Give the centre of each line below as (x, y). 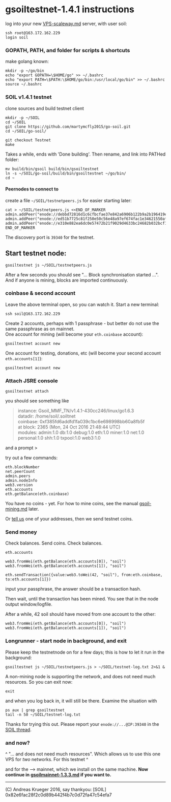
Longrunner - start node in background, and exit (66, 641)
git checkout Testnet (28, 140)
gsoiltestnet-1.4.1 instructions (70, 9)
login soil (17, 37)
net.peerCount (20, 472)
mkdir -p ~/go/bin (25, 71)
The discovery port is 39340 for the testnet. (50, 237)
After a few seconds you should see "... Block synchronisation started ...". (82, 274)
